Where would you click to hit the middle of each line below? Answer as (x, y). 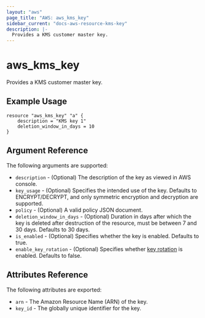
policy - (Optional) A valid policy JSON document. (79, 210)
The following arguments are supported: (57, 165)
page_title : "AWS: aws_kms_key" (48, 18)
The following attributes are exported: (54, 290)
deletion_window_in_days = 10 (56, 126)
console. (26, 184)
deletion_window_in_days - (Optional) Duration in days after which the (103, 216)
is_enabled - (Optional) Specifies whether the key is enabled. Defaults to (107, 236)
